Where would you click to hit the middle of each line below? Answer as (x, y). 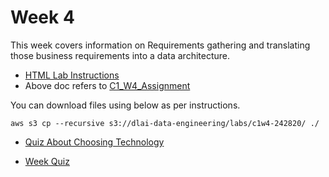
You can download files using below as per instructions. (125, 105)
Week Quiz (47, 161)
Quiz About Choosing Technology (94, 142)
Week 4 (42, 17)
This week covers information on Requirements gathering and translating (160, 45)
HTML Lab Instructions (72, 75)
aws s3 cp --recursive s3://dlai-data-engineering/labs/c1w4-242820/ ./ (165, 123)
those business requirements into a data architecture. (120, 55)
